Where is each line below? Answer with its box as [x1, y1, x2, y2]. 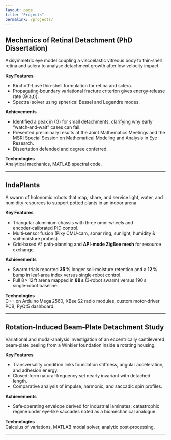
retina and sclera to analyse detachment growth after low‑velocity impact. [5, 63, 160, 69]
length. [12, 378, 28, 384]
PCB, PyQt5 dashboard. [5, 303, 55, 309]
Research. [12, 140, 34, 146]
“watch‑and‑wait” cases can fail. [12, 124, 81, 130]
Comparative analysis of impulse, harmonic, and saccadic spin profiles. [12, 383, 163, 389]
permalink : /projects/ [5, 17, 53, 22]
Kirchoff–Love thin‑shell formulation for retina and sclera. [12, 83, 132, 89]
